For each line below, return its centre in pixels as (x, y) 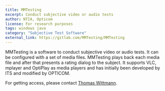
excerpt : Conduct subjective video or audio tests (59, 14)
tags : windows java (26, 28)
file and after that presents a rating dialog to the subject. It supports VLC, (81, 62)
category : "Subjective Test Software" (46, 33)
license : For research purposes (39, 24)
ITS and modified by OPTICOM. (38, 73)
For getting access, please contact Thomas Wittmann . (61, 82)
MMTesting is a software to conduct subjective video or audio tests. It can (82, 52)
